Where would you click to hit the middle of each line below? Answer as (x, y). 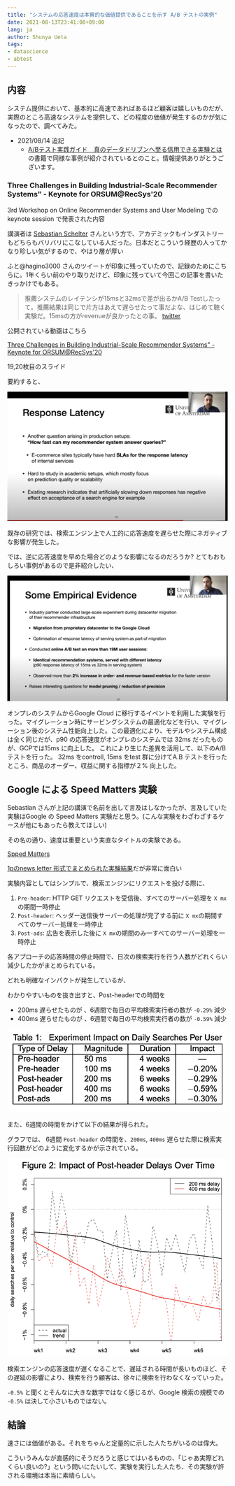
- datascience (28, 52)
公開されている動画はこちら (47, 330)
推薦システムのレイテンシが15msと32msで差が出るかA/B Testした (119, 298)
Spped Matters (29, 854)
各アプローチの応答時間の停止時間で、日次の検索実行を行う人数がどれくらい (117, 957)
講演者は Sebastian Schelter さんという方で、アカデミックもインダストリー (116, 234)
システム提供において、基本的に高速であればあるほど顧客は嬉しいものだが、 (117, 108)
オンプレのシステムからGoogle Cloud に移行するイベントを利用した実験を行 (116, 713)
